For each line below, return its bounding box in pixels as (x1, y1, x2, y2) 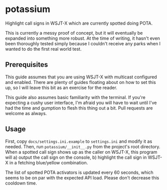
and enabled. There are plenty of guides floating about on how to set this (5, 79, 156, 85)
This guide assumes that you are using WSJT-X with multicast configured (5, 74, 157, 80)
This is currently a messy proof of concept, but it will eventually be (5, 30, 143, 36)
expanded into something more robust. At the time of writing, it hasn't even (5, 35, 160, 41)
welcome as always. (5, 110, 47, 116)
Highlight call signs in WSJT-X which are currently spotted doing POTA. (5, 20, 153, 26)
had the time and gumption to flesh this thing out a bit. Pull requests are (5, 105, 153, 111)
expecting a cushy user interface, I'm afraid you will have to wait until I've (5, 100, 157, 106)
